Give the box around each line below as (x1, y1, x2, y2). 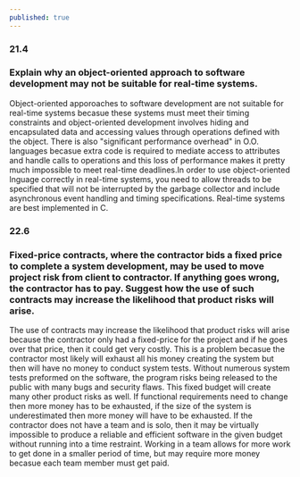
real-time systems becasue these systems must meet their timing (9, 107, 250, 118)
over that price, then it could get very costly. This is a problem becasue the (9, 344, 286, 355)
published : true (9, 13, 70, 22)
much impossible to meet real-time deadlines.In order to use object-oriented (9, 164, 290, 175)
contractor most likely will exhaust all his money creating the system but (9, 354, 274, 364)
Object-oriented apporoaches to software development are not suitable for (9, 97, 284, 108)
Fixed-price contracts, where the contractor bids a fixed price (9, 248, 283, 261)
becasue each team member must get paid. (9, 457, 170, 469)
